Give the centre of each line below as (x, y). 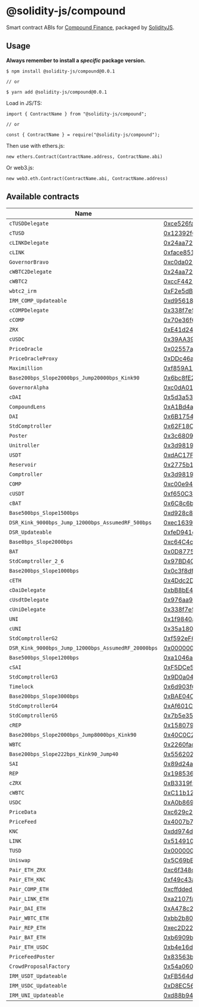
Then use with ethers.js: (36, 145)
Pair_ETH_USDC (29, 947)
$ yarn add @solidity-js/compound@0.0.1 (57, 92)
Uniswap (20, 860)
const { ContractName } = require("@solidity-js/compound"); (83, 135)
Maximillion (26, 368)
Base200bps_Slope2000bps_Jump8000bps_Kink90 (73, 735)
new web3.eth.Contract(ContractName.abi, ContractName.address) (87, 178)
